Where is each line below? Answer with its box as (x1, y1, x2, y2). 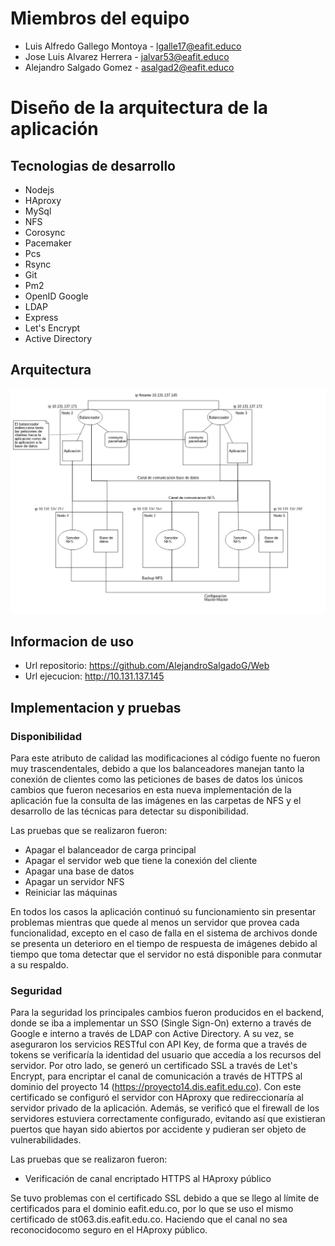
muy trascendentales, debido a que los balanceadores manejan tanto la (10, 763, 305, 775)
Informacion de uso (10, 633, 135, 650)
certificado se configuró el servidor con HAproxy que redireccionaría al (10, 1092, 304, 1104)
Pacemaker (24, 237, 72, 249)
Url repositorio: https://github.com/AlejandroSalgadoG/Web (24, 660, 270, 672)
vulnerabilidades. (10, 1134, 82, 1146)
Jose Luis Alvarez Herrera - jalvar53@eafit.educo (24, 50, 230, 62)
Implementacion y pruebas (10, 699, 182, 716)
